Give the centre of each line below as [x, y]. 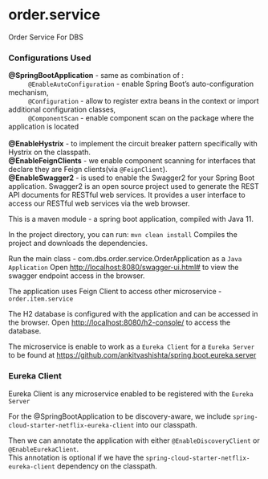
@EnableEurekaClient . [44, 448]
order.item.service [41, 299]
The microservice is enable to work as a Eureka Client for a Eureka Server [132, 346]
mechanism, [28, 92]
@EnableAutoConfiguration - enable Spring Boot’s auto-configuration [141, 84]
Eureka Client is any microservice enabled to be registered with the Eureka [131, 393]
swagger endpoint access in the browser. [77, 276]
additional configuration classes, [62, 109]
